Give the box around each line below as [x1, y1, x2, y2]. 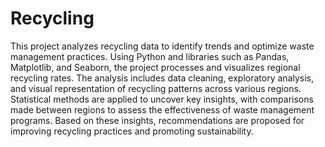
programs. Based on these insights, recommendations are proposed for [10, 114, 305, 126]
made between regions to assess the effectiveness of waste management [10, 103, 315, 116]
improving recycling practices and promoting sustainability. [10, 125, 254, 137]
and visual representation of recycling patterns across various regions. [10, 82, 302, 94]
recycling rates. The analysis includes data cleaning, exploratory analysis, [10, 72, 314, 84]
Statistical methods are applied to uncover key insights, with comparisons [10, 93, 314, 105]
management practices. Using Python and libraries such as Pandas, [10, 50, 290, 62]
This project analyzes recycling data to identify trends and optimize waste [10, 40, 315, 52]
